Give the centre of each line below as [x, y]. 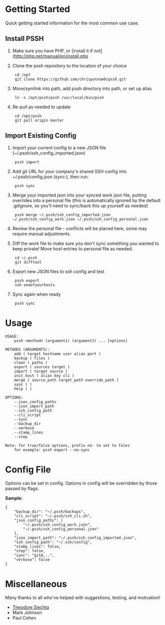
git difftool [28, 262]
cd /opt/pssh [28, 116]
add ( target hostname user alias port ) [57, 354]
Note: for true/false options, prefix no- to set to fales [68, 445]
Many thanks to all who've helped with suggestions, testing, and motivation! [83, 598]
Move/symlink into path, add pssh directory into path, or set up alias [82, 88]
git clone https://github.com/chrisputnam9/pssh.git [70, 79]
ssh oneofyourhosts [35, 285]
